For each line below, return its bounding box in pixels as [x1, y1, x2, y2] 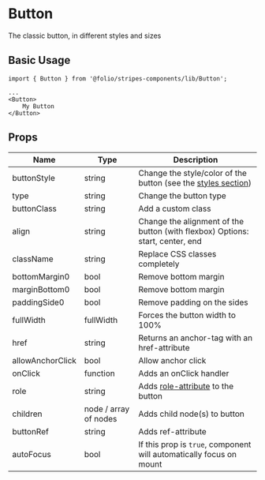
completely [137, 258, 180, 269]
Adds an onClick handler [137, 368, 230, 379]
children [12, 408, 43, 419]
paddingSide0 [12, 297, 65, 308]
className [12, 253, 54, 264]
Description [173, 154, 218, 165]
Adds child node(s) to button [137, 408, 244, 419]
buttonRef [12, 426, 49, 437]
